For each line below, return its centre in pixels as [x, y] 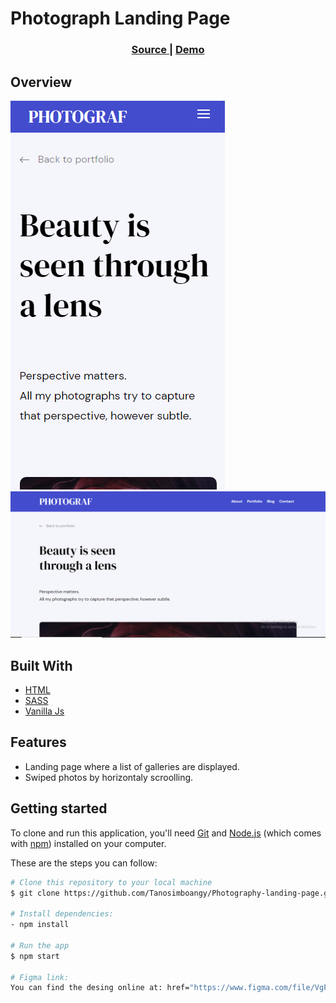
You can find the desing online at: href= [100, 988]
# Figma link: [40, 977]
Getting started [59, 808]
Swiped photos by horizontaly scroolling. [109, 777]
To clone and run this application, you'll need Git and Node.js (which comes [166, 833]
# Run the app [40, 945]
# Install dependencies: [62, 914]
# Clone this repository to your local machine [111, 882]
